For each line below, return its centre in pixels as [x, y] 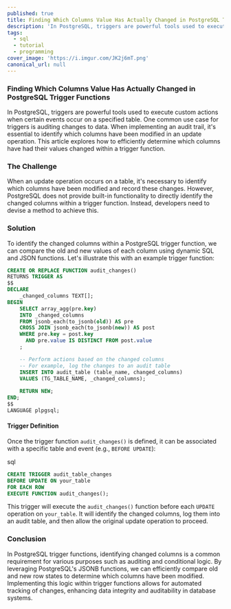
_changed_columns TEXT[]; [57, 296]
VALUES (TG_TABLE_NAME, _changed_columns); [83, 378]
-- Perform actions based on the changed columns [92, 359]
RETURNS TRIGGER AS [35, 277]
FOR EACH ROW [26, 487]
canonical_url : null [37, 65]
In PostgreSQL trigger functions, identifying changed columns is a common [114, 554]
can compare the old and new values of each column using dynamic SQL [111, 251]
